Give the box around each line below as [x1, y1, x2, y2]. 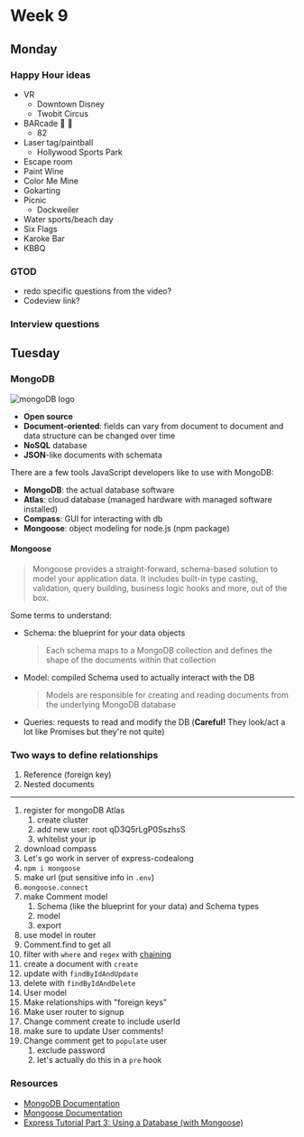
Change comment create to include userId [23, 1016, 181, 1027]
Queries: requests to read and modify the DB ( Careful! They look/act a [23, 716, 286, 728]
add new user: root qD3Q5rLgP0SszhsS [36, 824, 186, 835]
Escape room [23, 155, 73, 167]
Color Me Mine [23, 175, 79, 186]
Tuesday [10, 345, 60, 362]
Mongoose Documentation [23, 1107, 123, 1118]
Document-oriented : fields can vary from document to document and [23, 420, 284, 431]
